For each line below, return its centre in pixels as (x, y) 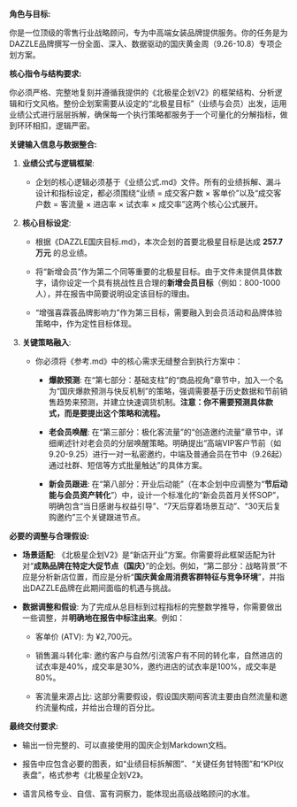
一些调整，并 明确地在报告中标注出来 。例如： (103, 618)
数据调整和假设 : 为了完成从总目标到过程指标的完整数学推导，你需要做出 (152, 607)
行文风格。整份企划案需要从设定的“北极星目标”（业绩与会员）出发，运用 (156, 104)
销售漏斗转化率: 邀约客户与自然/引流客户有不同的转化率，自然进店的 (159, 655)
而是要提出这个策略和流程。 (114, 413)
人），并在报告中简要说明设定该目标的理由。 (114, 294)
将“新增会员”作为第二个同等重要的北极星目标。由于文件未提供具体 (155, 272)
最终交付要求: (34, 726)
